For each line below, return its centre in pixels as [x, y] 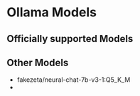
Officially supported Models [70, 39]
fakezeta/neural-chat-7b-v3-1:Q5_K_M [74, 80]
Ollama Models [52, 12]
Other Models [38, 62]
